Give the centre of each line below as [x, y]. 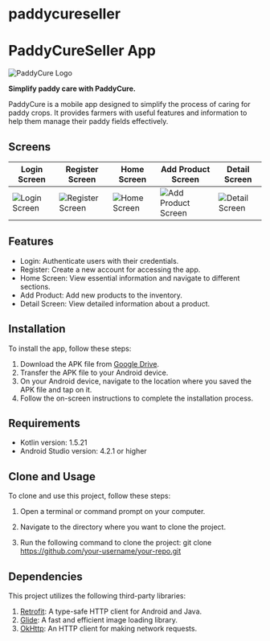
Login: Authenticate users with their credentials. [99, 261]
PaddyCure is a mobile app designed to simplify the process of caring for [129, 105]
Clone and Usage [52, 477]
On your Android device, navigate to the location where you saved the [135, 381]
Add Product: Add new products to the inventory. [101, 295]
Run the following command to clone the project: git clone [116, 543]
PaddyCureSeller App [82, 51]
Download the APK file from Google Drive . [89, 364]
